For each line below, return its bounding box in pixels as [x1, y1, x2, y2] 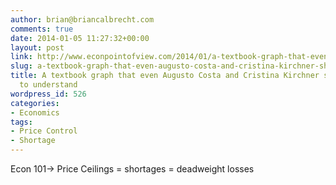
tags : [10, 117, 33, 127]
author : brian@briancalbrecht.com [10, 14, 155, 25]
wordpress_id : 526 [10, 89, 87, 99]
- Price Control [10, 126, 78, 136]
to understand [19, 80, 78, 90]
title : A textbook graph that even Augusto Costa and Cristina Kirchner [10, 71, 320, 81]
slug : [10, 61, 33, 71]
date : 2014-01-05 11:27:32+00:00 [10, 33, 150, 43]
